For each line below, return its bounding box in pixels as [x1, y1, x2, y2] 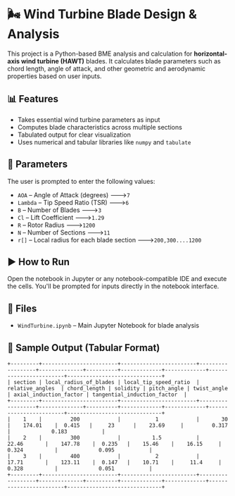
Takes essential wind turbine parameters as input [17, 115, 160, 124]
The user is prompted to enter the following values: [7, 177, 155, 185]
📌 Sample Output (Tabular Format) [7, 342, 160, 354]
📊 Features [7, 93, 58, 105]
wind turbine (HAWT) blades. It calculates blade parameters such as [20, 56, 221, 65]
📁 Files [7, 302, 37, 314]
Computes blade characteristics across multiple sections [17, 123, 183, 131]
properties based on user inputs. [7, 72, 102, 80]
